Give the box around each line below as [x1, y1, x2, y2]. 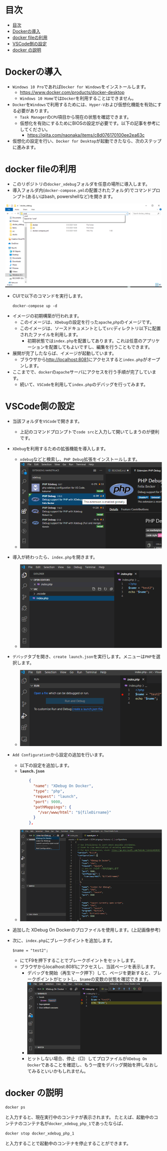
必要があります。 [16, 108, 52, 114]
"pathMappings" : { [33, 804, 72, 809]
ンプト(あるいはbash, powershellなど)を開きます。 [12, 193, 116, 199]
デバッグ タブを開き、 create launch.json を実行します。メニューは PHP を [12, 653, 157, 659]
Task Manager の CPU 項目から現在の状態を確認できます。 [19, 114, 132, 120]
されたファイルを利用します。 [19, 331, 81, 337]
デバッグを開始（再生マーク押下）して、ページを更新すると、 [27, 970, 153, 976]
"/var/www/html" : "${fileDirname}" [37, 810, 112, 815]
